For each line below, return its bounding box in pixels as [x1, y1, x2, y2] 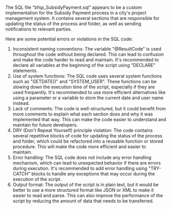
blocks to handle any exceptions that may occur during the [31, 171, 155, 177]
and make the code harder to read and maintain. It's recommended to [12, 57, 159, 63]
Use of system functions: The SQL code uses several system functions [12, 73, 162, 79]
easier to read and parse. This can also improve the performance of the [12, 193, 163, 198]
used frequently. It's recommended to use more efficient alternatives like [12, 89, 166, 95]
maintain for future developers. [12, 122, 78, 128]
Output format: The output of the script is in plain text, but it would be [12, 181, 159, 188]
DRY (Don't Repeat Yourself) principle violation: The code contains [12, 127, 153, 133]
